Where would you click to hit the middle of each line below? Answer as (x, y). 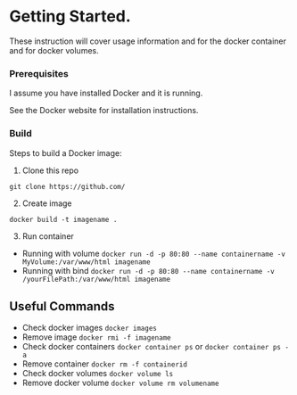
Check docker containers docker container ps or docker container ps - (156, 347)
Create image (47, 203)
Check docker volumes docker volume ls (98, 374)
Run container (48, 236)
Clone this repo (50, 170)
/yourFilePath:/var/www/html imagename (96, 279)
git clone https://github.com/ (67, 186)
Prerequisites (39, 73)
